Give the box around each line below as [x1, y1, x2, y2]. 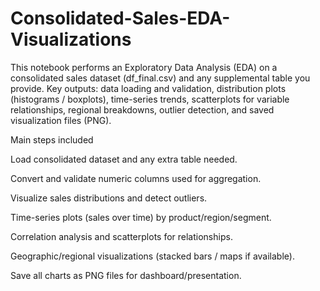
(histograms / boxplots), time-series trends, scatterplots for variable [10, 93, 290, 105]
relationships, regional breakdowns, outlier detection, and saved [10, 103, 275, 116]
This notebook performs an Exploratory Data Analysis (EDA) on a [10, 61, 278, 73]
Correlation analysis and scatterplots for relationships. [10, 230, 233, 242]
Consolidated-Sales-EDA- [10, 7, 231, 30]
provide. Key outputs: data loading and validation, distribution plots [10, 82, 287, 94]
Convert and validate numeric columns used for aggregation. [10, 172, 262, 184]
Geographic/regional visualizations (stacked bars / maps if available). [10, 250, 295, 262]
